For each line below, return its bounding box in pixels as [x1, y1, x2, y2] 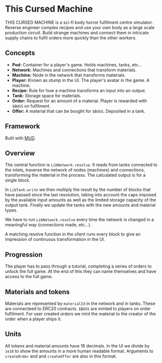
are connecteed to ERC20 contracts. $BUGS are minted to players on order [5, 306, 151, 311]
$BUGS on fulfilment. [12, 103, 51, 109]
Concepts [5, 49, 35, 57]
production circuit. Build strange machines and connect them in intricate [5, 30, 149, 35]
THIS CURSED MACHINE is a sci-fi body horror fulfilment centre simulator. [5, 19, 153, 25]
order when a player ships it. [5, 316, 62, 322]
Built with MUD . [5, 135, 36, 141]
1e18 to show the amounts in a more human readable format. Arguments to [5, 348, 154, 354]
